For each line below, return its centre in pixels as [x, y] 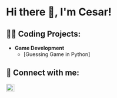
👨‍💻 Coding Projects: [44, 34]
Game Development [39, 48]
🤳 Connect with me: [43, 73]
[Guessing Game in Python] [57, 54]
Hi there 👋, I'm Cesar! [59, 12]
